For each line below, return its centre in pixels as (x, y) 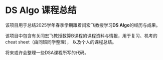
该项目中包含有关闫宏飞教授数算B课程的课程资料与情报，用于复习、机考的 (81, 35)
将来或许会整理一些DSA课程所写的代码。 (47, 52)
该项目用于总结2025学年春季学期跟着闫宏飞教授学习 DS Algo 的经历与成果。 (83, 25)
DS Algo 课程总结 (41, 10)
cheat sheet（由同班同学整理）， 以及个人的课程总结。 (61, 42)
